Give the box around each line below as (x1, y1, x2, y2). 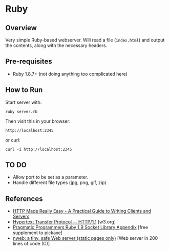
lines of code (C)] (12, 241, 50, 247)
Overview (5, 24, 37, 32)
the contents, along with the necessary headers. (5, 42, 108, 49)
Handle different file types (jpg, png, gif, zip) (12, 179, 107, 186)
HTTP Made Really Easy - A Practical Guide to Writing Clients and (12, 208, 152, 214)
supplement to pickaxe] (12, 230, 63, 236)
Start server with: (5, 99, 42, 105)
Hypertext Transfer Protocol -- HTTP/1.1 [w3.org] (12, 219, 116, 225)
